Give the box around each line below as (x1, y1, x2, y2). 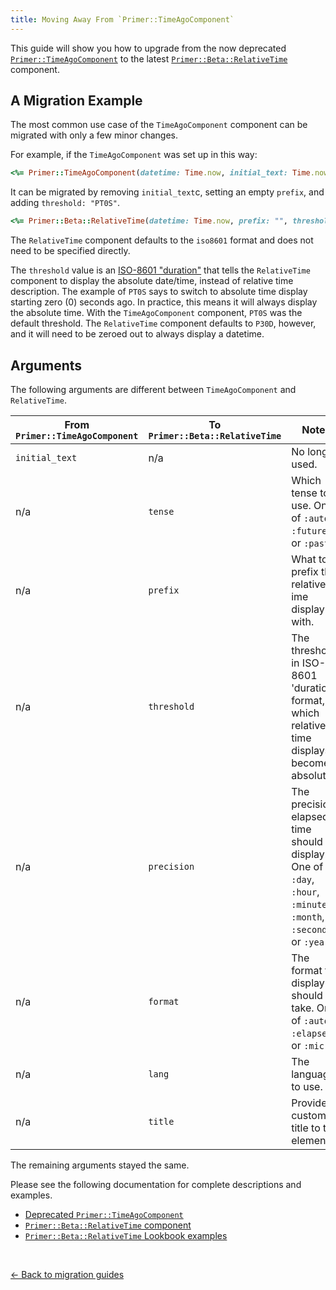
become (291, 756, 330, 770)
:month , (291, 910, 325, 923)
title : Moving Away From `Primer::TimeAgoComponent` (10, 14, 235, 25)
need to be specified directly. (10, 245, 131, 257)
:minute (291, 899, 328, 910)
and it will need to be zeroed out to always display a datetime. (10, 328, 265, 340)
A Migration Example (10, 92, 143, 110)
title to (291, 1121, 321, 1135)
